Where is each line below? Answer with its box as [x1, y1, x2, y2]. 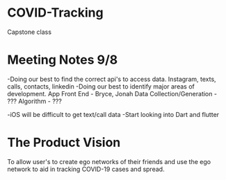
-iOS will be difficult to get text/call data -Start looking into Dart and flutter [7, 110, 220, 118]
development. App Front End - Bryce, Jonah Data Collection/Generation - [7, 89, 218, 98]
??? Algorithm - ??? [7, 97, 63, 105]
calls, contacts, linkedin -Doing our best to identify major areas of [7, 82, 195, 91]
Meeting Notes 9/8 [7, 52, 118, 68]
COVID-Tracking [7, 5, 104, 21]
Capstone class [7, 28, 52, 36]
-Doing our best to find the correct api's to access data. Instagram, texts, [7, 75, 217, 83]
